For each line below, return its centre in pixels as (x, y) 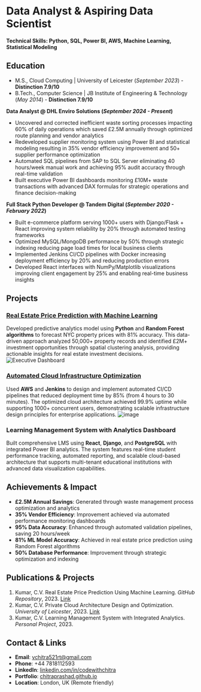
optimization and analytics (47, 508)
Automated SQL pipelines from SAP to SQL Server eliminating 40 (95, 161)
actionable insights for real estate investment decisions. (75, 354)
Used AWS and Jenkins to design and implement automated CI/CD (89, 389)
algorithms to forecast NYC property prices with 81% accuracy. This (91, 335)
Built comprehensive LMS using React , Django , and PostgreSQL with (92, 443)
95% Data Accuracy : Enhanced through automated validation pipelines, (103, 527)
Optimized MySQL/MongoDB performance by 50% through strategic (99, 241)
